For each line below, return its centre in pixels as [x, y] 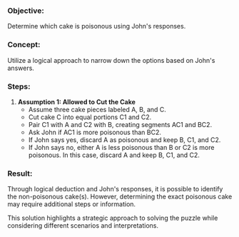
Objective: [26, 11]
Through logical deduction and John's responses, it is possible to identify [115, 189]
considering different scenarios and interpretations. [83, 226]
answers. [21, 68]
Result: [20, 173]
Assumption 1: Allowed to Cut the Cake [76, 101]
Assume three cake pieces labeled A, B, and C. [97, 109]
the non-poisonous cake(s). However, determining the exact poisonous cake [120, 197]
